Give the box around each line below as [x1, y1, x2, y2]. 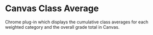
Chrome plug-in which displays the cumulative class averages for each [5, 19, 149, 25]
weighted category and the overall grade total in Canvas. [5, 24, 120, 30]
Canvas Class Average [5, 3, 99, 14]
